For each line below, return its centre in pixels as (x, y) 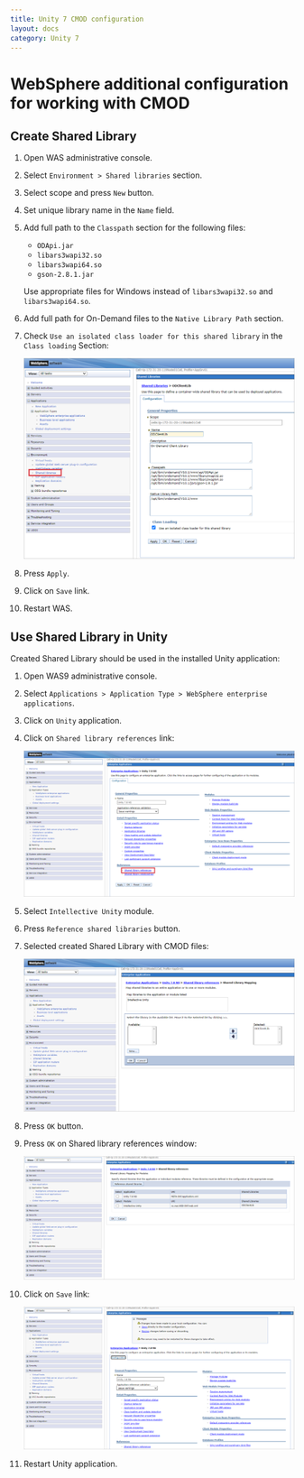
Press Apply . (46, 574)
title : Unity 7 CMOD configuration (77, 19)
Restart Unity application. (70, 1464)
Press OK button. (53, 1126)
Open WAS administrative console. (88, 158)
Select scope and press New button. (88, 193)
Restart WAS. (48, 608)
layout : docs (35, 28)
